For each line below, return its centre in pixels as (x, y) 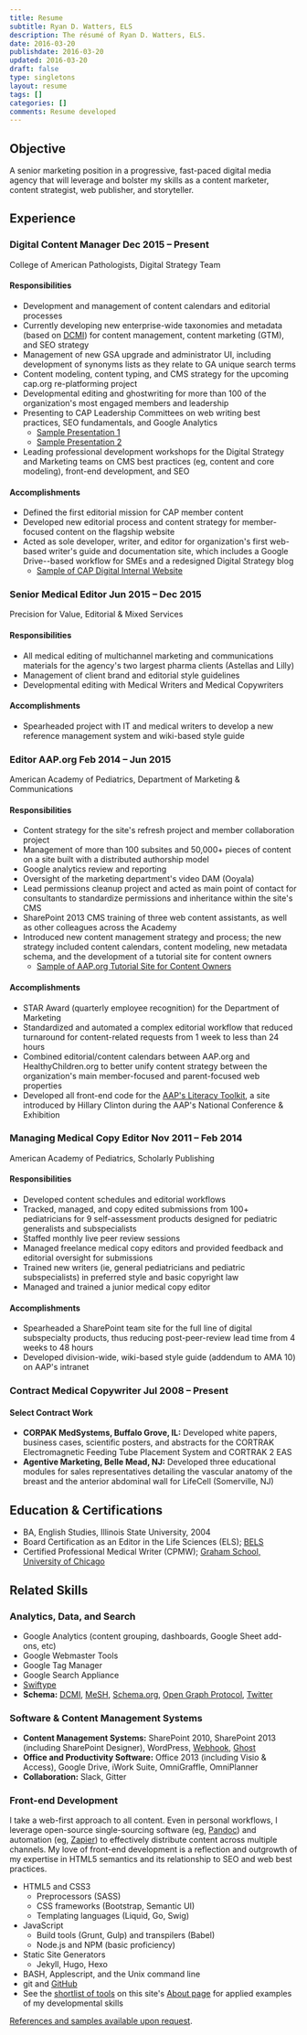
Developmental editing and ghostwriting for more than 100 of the (144, 393)
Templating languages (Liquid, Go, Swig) (113, 1916)
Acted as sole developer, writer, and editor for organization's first (145, 541)
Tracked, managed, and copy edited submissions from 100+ (136, 1209)
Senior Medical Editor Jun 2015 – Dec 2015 (106, 594)
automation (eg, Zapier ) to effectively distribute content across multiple (143, 1840)
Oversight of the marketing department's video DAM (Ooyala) (138, 879)
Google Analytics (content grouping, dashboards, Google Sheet (142, 1636)
